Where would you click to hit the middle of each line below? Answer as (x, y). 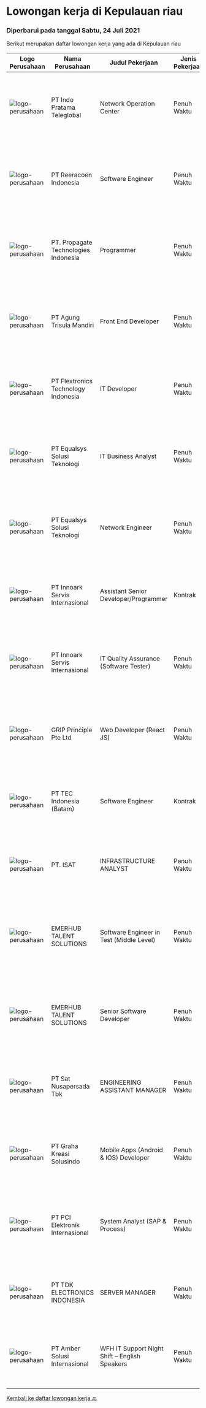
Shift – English (120, 1356)
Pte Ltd (61, 738)
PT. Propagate (72, 242)
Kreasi (60, 1154)
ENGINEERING (121, 1082)
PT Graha (65, 1146)
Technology (68, 389)
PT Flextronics (72, 381)
